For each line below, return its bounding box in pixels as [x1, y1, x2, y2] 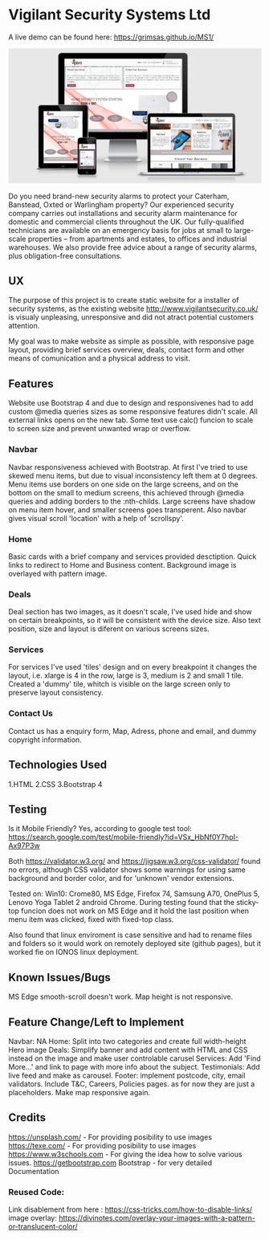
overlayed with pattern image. [8, 569, 108, 578]
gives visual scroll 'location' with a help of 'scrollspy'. [8, 513, 185, 523]
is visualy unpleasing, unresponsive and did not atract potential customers [8, 312, 255, 322]
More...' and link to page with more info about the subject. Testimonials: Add [8, 1062, 261, 1072]
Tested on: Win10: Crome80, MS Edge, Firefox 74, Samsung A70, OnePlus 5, [8, 889, 260, 899]
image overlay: [8, 1213, 58, 1223]
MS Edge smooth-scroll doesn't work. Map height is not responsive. [8, 992, 234, 1001]
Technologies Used [8, 758, 107, 772]
